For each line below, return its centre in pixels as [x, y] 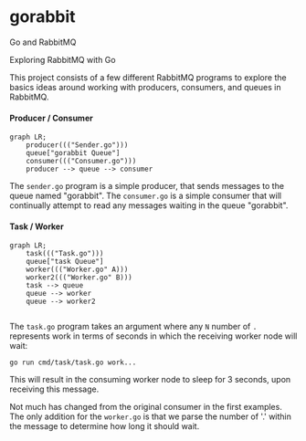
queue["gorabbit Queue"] [73, 153]
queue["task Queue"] [65, 262]
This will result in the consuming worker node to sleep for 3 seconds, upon [150, 380]
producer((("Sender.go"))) [77, 145]
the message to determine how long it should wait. [105, 426]
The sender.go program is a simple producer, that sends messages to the [147, 186]
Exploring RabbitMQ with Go [63, 59]
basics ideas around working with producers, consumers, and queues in [145, 87]
